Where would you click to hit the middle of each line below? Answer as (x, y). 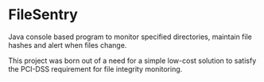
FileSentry (43, 15)
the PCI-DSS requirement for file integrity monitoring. (95, 68)
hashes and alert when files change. (68, 45)
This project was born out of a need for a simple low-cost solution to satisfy (132, 61)
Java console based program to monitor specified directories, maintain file (130, 37)
